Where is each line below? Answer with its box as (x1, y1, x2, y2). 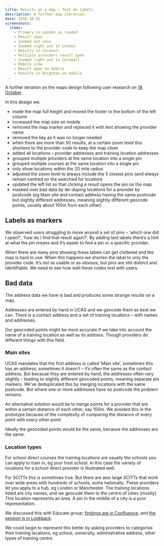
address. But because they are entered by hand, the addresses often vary (5, 371, 154, 377)
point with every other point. (5, 417, 62, 423)
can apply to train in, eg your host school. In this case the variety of (5, 460, 141, 466)
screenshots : (5, 21, 32, 26)
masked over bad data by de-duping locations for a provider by (12, 187, 141, 192)
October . (5, 89, 23, 95)
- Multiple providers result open (14, 52, 84, 58)
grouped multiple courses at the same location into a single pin (12, 160, 140, 166)
